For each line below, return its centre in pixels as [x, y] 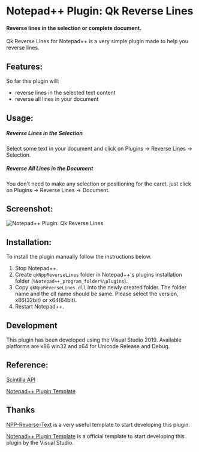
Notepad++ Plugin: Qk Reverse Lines [100, 11]
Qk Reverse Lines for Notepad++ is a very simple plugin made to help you [97, 41]
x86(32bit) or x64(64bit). [46, 300]
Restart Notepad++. [39, 307]
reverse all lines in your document [57, 99]
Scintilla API [21, 379]
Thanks [21, 410]
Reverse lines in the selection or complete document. [74, 28]
